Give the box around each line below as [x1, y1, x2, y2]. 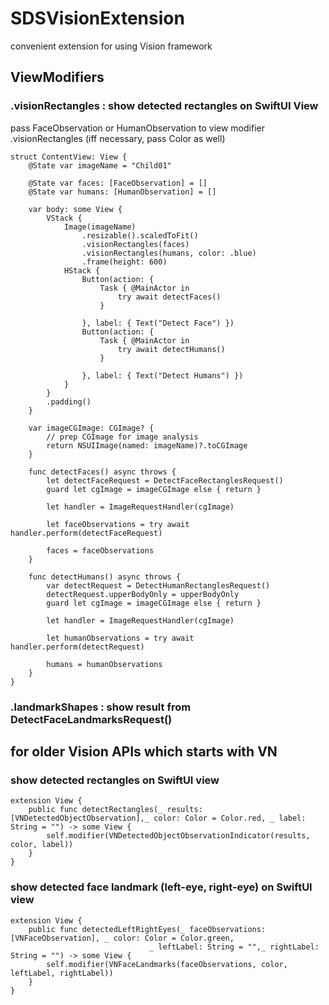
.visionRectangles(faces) [81, 239, 190, 249]
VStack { [46, 213, 83, 223]
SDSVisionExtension [10, 7, 185, 30]
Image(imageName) [63, 222, 137, 232]
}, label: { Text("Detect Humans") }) [81, 370, 244, 381]
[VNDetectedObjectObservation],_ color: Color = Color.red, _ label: [10, 813, 307, 824]
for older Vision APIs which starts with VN [10, 743, 278, 760]
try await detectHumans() [117, 344, 226, 354]
